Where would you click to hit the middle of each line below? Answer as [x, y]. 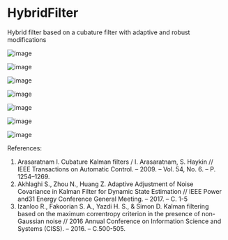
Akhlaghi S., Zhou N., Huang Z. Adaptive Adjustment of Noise [105, 184]
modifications [27, 39]
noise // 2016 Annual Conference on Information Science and [134, 221]
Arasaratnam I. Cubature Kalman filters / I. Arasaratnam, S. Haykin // [115, 162]
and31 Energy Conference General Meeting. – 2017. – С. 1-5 [102, 199]
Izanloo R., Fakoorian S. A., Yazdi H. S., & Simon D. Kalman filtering [113, 206]
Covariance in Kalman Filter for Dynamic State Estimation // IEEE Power [119, 191]
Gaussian [31, 221]
